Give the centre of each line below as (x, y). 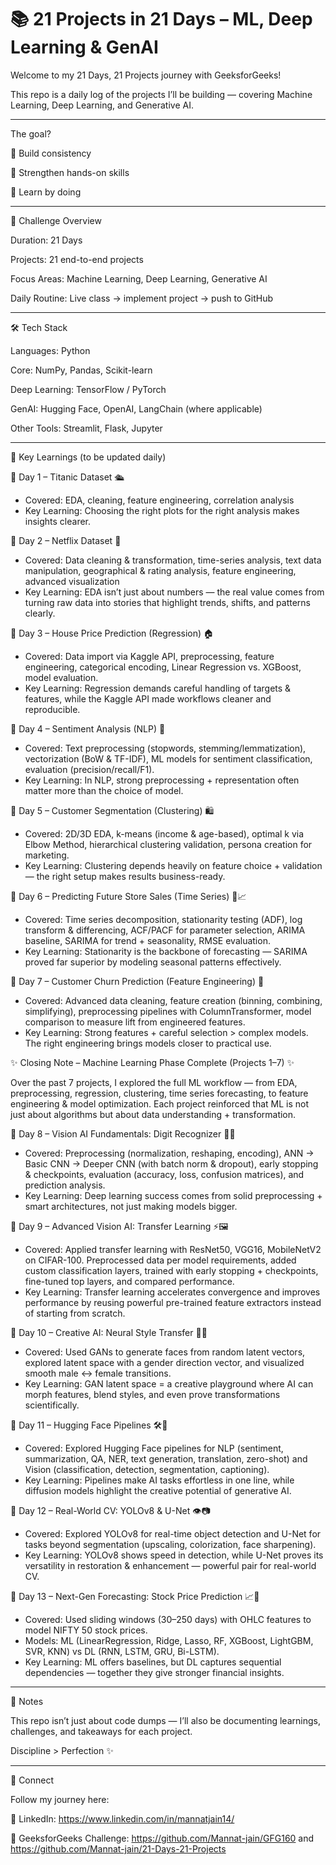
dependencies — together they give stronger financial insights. (154, 1672)
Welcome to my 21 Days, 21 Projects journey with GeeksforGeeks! (146, 75)
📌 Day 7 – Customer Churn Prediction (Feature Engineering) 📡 (137, 981)
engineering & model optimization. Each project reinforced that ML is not (160, 1103)
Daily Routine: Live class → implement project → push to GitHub (141, 298)
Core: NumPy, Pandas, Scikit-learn (81, 370)
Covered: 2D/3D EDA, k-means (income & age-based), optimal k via (164, 833)
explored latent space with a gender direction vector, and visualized (164, 1362)
